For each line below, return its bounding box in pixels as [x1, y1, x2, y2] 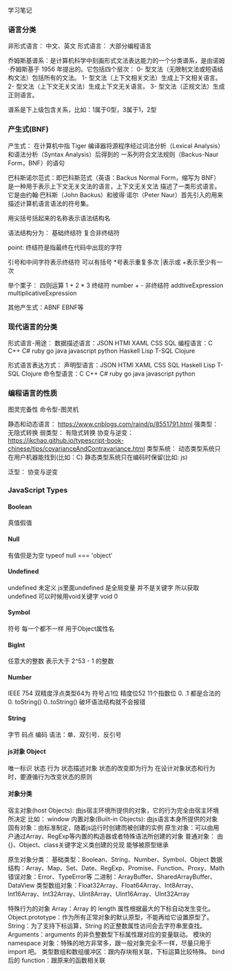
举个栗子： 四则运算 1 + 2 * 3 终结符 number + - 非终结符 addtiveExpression [8, 281, 224, 289]
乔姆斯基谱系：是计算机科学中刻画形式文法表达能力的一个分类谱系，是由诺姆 [8, 57, 225, 65]
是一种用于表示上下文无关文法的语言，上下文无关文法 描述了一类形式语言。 [8, 182, 221, 190]
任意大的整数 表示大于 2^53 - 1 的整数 [8, 657, 114, 665]
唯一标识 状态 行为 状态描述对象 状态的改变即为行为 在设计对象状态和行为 [8, 764, 215, 772]
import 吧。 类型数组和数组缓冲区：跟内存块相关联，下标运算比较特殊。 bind [8, 947, 225, 956]
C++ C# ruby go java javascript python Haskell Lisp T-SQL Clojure [8, 347, 196, 355]
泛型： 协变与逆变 [8, 468, 58, 476]
